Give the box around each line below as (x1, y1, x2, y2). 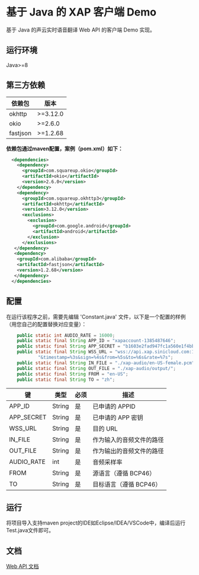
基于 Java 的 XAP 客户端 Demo (6, 5, 157, 19)
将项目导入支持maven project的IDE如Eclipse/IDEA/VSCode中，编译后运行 (6, 519, 185, 526)
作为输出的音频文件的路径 (92, 447, 164, 455)
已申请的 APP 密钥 (92, 413, 143, 422)
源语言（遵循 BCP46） (92, 469, 156, 478)
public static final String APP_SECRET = (17, 343, 120, 349)
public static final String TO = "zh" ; (17, 377, 115, 383)
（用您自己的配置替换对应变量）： (6, 320, 87, 327)
